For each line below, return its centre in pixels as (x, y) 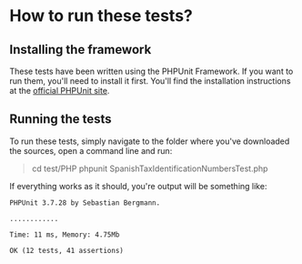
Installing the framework (81, 50)
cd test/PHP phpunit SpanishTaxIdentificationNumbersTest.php (150, 168)
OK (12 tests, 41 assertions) (67, 250)
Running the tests (60, 119)
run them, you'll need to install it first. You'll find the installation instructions (150, 81)
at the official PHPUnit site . (60, 91)
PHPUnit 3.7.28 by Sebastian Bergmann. (85, 203)
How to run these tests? (101, 16)
